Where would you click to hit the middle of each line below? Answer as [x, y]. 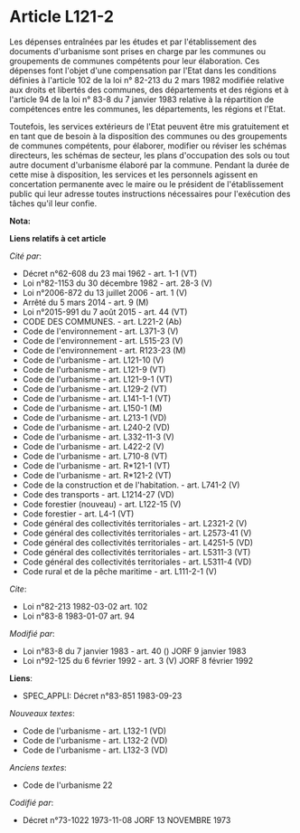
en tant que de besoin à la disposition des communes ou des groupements [148, 136]
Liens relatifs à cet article [58, 238]
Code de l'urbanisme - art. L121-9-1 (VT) [98, 379]
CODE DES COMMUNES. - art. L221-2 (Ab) [102, 321]
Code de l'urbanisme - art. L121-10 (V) [93, 360]
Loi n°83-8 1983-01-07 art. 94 [79, 616]
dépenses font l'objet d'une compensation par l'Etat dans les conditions [143, 71]
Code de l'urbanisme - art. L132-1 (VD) [94, 731]
